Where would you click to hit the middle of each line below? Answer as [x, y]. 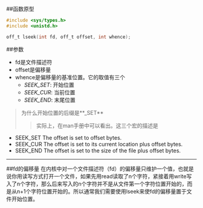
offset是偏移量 [33, 70]
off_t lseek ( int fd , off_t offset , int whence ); [69, 37]
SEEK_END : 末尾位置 [50, 100]
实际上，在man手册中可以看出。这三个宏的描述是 [97, 125]
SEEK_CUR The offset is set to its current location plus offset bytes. [99, 144]
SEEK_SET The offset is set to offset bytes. [68, 137]
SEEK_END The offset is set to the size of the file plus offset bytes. [98, 151]
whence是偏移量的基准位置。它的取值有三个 [70, 77]
